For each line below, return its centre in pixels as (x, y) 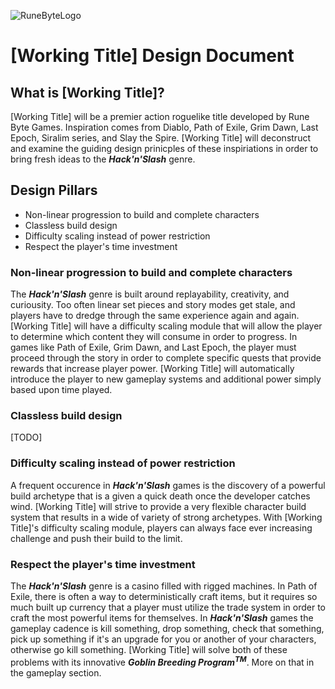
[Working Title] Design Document (152, 56)
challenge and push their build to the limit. (96, 538)
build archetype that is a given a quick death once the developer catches (160, 496)
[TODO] (26, 437)
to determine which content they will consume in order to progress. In (154, 337)
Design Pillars (54, 190)
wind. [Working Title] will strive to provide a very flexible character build (158, 506)
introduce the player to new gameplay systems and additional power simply (166, 379)
